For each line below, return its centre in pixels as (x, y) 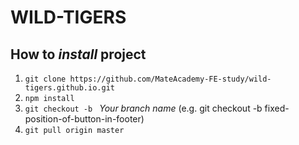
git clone (45, 79)
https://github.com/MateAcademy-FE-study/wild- (170, 79)
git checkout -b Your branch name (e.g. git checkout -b (143, 108)
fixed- (277, 108)
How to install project (78, 54)
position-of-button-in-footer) (84, 119)
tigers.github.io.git (69, 88)
